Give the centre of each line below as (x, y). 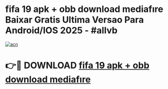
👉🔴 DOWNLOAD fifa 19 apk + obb (77, 65)
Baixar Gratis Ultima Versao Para (75, 20)
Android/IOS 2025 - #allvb (61, 30)
